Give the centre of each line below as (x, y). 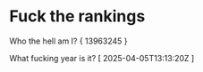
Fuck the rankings (77, 16)
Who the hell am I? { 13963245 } (68, 41)
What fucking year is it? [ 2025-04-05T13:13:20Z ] (102, 58)
